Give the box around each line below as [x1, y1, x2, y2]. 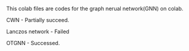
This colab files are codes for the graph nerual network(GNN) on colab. [6, 5, 184, 12]
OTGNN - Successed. [6, 40, 60, 46]
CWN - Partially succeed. [6, 17, 69, 23]
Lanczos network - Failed [6, 28, 69, 35]
